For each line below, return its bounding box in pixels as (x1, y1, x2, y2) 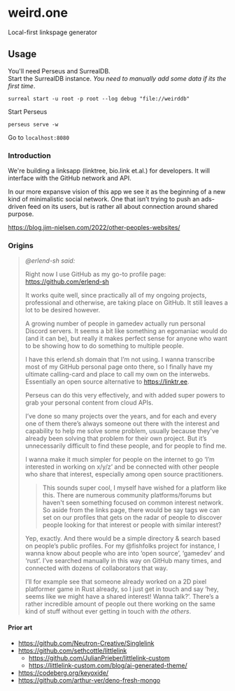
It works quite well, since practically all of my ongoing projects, (24, 291, 207, 300)
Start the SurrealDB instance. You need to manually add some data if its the (8, 74, 227, 82)
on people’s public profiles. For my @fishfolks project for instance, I (24, 541, 220, 550)
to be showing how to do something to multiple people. (24, 342, 184, 350)
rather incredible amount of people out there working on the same (24, 599, 215, 609)
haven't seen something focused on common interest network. (42, 498, 224, 507)
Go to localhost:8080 (8, 133, 69, 141)
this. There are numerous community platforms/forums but (42, 491, 212, 500)
